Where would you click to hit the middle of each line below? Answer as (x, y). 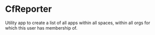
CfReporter (29, 9)
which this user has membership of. (41, 28)
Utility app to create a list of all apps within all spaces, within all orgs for (78, 23)
